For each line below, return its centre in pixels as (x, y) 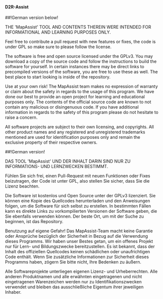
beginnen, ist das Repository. (34, 222)
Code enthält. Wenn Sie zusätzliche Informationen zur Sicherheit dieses (77, 257)
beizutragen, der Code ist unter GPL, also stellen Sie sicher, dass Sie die (77, 181)
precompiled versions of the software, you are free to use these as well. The (81, 72)
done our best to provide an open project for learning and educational (75, 97)
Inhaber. (13, 292)
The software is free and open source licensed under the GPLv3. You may (79, 56)
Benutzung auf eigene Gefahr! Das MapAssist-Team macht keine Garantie (79, 231)
